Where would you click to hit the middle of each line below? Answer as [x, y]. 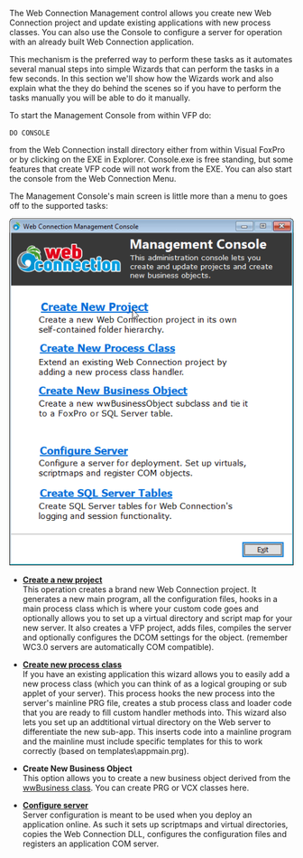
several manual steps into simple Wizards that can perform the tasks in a [144, 69]
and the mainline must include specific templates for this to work [142, 741]
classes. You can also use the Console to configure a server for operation [146, 32]
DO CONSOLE [30, 133]
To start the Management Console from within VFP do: [110, 115]
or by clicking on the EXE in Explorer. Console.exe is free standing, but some [151, 159]
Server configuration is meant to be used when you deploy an [137, 815]
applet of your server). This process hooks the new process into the [148, 693]
